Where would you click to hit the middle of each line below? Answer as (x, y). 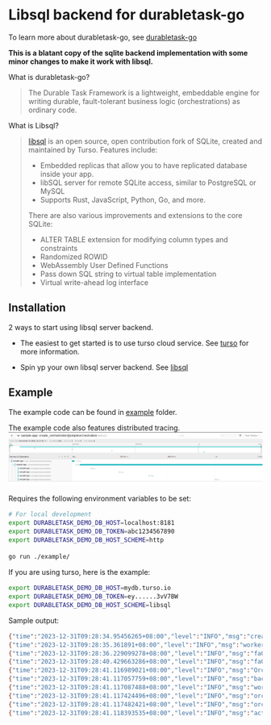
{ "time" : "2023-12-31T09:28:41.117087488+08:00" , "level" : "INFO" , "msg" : (129, 688)
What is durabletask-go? (49, 77)
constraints (59, 248)
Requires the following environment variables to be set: (100, 498)
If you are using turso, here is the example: (79, 572)
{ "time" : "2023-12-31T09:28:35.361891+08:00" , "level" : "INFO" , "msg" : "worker (137, 645)
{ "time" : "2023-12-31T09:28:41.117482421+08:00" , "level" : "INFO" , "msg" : (129, 704)
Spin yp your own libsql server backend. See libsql (104, 367)
